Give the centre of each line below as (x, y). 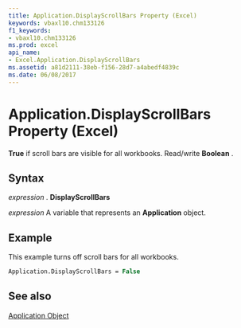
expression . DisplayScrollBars (59, 197)
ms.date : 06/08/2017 (43, 75)
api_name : (25, 53)
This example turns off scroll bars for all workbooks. (93, 257)
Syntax (26, 178)
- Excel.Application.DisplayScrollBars (74, 61)
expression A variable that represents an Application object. (107, 213)
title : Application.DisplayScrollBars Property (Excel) (103, 16)
